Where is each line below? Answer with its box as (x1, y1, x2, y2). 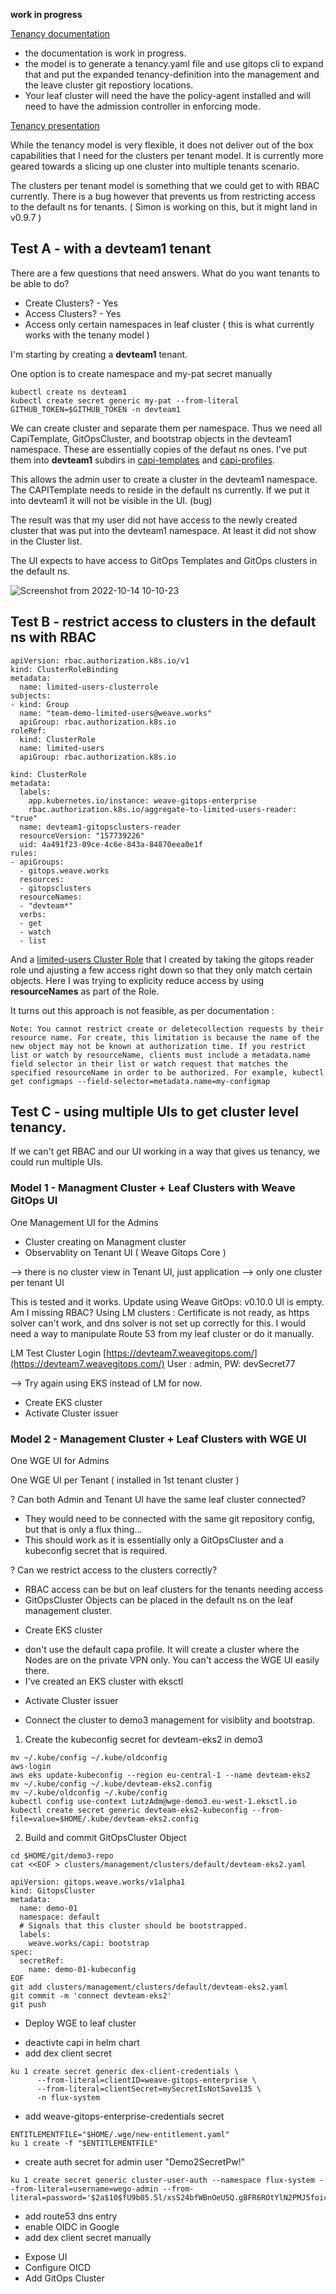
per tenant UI (10, 1276, 65, 1288)
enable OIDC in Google (24, 2221, 120, 2233)
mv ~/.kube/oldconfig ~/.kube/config (10, 1788, 168, 1798)
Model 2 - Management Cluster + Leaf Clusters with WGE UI (10, 1432, 307, 1446)
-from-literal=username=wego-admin (10, 2184, 159, 2194)
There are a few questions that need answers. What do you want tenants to (10, 267, 321, 279)
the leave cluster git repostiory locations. (24, 79, 194, 91)
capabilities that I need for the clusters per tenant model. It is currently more (10, 150, 324, 161)
